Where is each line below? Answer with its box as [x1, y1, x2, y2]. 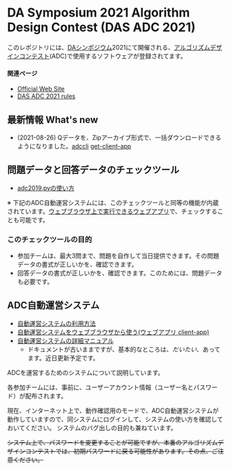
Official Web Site [17, 85, 66, 93]
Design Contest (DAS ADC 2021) [7, 19, 196, 35]
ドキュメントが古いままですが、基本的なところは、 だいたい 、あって [27, 345, 221, 353]
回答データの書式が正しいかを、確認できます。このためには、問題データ [17, 269, 223, 277]
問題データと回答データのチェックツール [7, 164, 179, 176]
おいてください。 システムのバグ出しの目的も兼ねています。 [7, 423, 177, 432]
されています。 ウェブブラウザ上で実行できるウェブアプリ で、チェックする [7, 207, 218, 215]
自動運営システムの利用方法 [17, 319, 97, 327]
